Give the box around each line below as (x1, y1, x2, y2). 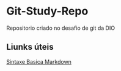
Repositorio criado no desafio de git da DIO (6, 24, 115, 32)
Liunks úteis (6, 42, 54, 52)
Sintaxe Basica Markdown (6, 58, 72, 65)
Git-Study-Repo (6, 4, 89, 18)
